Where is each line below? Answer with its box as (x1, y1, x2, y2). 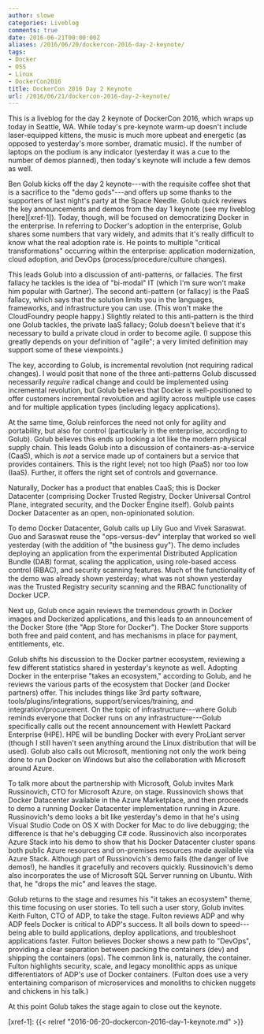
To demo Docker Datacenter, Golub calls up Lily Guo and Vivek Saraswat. (8, 523, 247, 533)
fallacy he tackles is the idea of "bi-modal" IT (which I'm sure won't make (8, 278, 246, 288)
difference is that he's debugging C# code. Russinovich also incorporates (8, 829, 247, 839)
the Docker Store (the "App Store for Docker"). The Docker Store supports (8, 623, 249, 632)
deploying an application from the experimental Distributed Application (8, 549, 238, 558)
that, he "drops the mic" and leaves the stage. (8, 880, 158, 889)
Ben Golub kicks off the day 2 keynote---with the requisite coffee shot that (8, 179, 251, 189)
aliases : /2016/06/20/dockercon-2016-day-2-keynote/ (8, 41, 185, 49)
